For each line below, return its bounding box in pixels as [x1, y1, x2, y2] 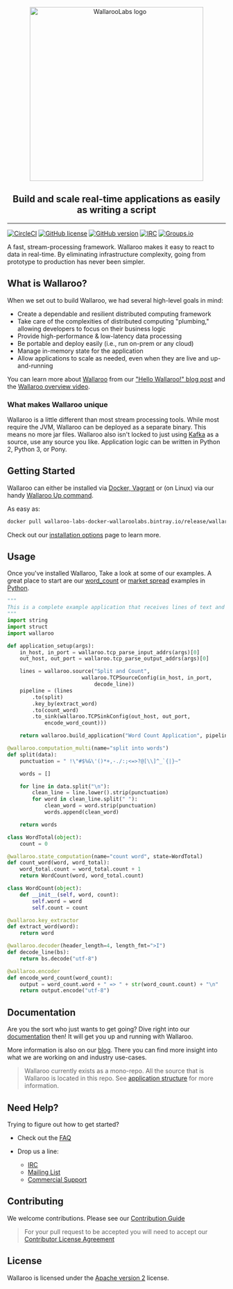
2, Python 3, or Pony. [7, 445, 67, 453]
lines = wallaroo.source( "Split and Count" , [19, 668, 150, 675]
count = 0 [19, 840, 49, 847]
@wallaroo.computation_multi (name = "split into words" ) [7, 745, 169, 752]
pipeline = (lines [19, 687, 73, 694]
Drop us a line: [17, 1147, 59, 1155]
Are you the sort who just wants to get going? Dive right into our [7, 1025, 190, 1034]
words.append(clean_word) [44, 809, 119, 816]
